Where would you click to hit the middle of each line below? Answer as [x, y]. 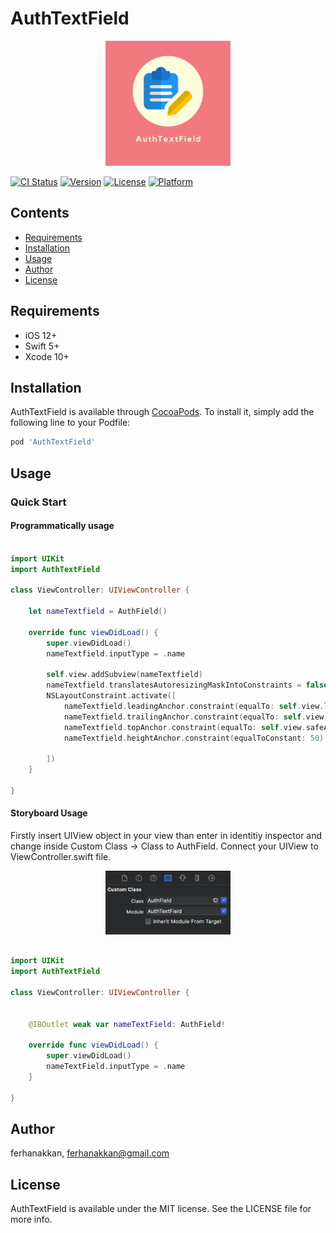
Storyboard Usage [49, 813]
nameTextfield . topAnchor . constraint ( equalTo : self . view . [185, 727]
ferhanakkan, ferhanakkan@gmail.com [90, 1153]
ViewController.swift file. [61, 856]
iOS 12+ [41, 335]
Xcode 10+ [47, 356]
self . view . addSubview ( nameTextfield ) [124, 675]
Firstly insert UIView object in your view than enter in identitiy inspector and [166, 835]
